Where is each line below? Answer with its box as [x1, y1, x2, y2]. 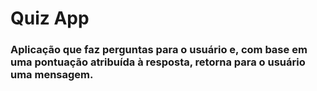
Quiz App [10, 7, 90, 30]
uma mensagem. [10, 68, 94, 82]
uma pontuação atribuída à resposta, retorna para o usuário [10, 55, 306, 69]
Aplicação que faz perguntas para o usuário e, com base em [10, 43, 308, 57]
